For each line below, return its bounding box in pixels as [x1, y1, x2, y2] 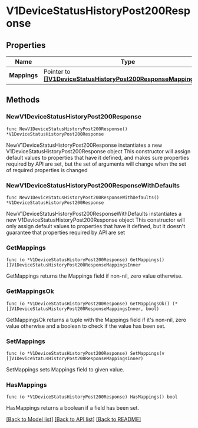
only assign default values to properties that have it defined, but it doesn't [6, 222, 186, 229]
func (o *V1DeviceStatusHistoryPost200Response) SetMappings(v [6, 350, 165, 356]
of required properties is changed [6, 166, 88, 173]
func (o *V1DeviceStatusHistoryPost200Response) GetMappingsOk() [6, 301, 170, 307]
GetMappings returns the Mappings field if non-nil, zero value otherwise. [6, 272, 183, 279]
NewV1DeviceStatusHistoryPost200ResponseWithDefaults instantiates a [6, 210, 181, 217]
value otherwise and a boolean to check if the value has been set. [6, 322, 166, 330]
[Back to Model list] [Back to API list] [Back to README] [6, 416, 141, 423]
